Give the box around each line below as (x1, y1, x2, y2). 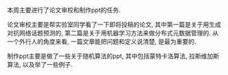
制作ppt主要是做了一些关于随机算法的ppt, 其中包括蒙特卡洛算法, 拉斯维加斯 (7, 52, 220, 60)
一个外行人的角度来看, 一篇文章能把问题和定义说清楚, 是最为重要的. (7, 37, 196, 46)
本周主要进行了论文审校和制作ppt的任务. (7, 6, 121, 14)
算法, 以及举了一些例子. (7, 61, 73, 68)
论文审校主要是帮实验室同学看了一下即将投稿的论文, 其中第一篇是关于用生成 (7, 20, 221, 29)
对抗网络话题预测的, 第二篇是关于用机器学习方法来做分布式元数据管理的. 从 (7, 29, 218, 37)
